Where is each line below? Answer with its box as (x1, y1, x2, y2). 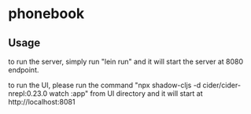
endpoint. (8, 65, 39, 75)
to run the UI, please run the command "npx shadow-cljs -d (8, 80, 201, 90)
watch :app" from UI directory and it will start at (49, 89, 203, 98)
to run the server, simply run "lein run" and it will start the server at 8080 (8, 57, 244, 66)
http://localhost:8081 (8, 97, 76, 106)
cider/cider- (202, 80, 242, 90)
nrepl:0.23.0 (8, 89, 48, 98)
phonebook (8, 5, 85, 23)
